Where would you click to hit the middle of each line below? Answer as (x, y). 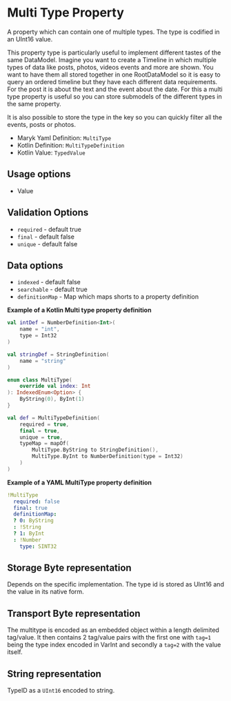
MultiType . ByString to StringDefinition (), (95, 450)
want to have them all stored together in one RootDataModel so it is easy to (114, 75)
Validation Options (48, 213)
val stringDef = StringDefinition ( (58, 354)
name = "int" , (40, 329)
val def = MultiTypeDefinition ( (53, 418)
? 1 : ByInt (29, 533)
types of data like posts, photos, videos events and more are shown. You (110, 67)
